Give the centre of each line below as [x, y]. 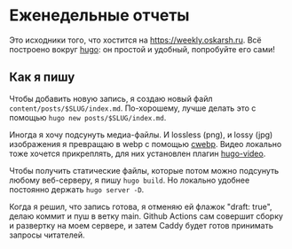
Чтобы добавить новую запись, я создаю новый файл [111, 98]
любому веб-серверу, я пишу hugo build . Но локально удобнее [130, 180]
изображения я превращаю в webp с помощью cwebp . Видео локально [146, 144]
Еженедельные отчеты [99, 16]
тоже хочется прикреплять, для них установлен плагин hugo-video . [138, 153]
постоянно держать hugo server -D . [77, 189]
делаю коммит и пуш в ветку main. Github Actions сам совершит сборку [146, 216]
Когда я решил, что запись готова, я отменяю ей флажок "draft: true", [141, 206]
